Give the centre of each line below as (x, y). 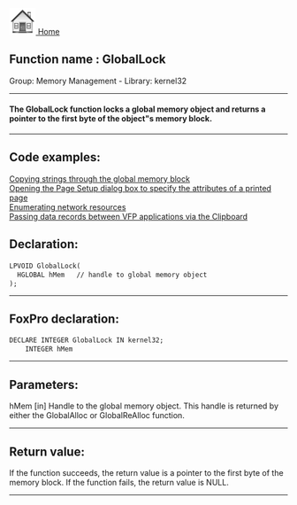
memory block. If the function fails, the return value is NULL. (119, 483)
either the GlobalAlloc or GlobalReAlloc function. (97, 416)
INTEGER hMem (49, 349)
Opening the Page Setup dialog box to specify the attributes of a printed (141, 188)
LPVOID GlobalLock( (45, 266)
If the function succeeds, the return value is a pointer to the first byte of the (147, 473)
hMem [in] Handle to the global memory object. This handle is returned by (144, 406)
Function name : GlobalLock (88, 60)
